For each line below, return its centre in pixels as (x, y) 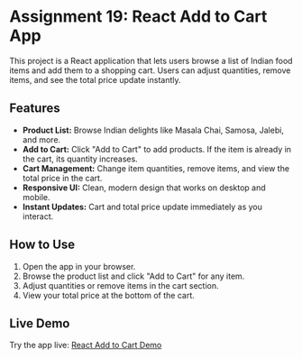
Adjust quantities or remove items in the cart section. (120, 285)
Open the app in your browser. (79, 266)
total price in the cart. (62, 178)
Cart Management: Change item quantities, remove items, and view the (156, 168)
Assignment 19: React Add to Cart (138, 17)
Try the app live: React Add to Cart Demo (86, 345)
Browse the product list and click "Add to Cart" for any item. (133, 276)
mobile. (37, 197)
